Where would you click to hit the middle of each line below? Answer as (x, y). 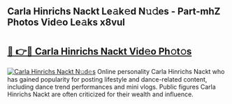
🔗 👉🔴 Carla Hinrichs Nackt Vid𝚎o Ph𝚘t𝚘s (100, 51)
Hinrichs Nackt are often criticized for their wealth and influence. (100, 94)
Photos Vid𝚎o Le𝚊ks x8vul (66, 23)
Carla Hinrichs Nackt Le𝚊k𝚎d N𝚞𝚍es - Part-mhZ (114, 12)
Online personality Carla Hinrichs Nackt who (161, 72)
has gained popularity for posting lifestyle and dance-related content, (107, 79)
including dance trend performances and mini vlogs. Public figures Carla (112, 87)
